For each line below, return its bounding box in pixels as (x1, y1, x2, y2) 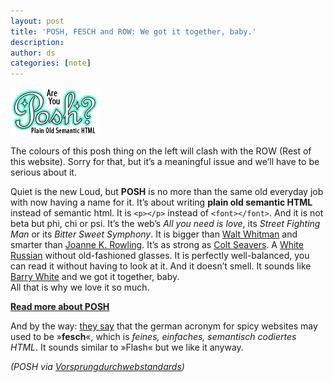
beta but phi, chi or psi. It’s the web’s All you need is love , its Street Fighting (10, 218, 321, 230)
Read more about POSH (10, 301, 110, 313)
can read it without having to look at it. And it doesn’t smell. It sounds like (10, 260, 312, 272)
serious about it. (10, 166, 77, 179)
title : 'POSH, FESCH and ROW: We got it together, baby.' (10, 26, 257, 37)
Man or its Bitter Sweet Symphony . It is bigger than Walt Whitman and (10, 228, 298, 240)
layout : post (10, 16, 65, 26)
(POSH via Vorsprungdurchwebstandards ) (10, 361, 185, 373)
